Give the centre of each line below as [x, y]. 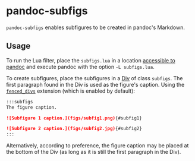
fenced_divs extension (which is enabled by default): [71, 91]
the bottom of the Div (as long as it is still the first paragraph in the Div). [94, 152]
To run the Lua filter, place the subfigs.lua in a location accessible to [91, 60]
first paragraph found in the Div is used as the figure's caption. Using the [95, 84]
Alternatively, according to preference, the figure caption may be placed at [97, 146]
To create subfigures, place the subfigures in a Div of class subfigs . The [95, 78]
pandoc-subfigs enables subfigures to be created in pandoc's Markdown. [96, 27]
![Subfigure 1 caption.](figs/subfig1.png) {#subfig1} [74, 118]
